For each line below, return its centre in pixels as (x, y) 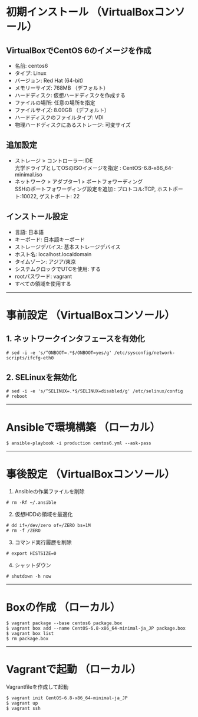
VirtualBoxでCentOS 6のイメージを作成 (79, 50)
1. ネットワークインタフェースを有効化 (76, 339)
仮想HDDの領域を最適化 (44, 515)
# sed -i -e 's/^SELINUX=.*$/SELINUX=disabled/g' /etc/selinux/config (95, 391)
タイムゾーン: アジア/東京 (45, 261)
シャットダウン (33, 565)
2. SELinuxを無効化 (41, 377)
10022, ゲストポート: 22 (51, 196)
